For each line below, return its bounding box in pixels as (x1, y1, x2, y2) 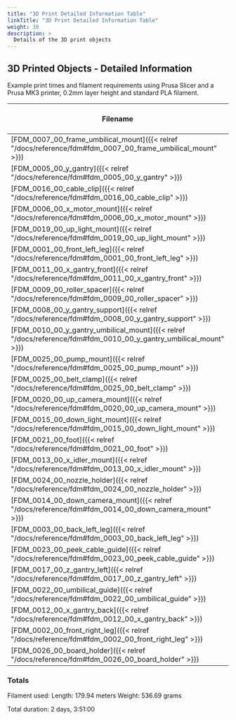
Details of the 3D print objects (13, 37, 112, 44)
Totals (7, 675, 29, 685)
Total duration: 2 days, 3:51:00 (7, 705, 96, 714)
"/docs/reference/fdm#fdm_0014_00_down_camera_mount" (11, 504, 212, 513)
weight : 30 (7, 23, 39, 30)
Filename (101, 114, 133, 124)
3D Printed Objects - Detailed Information (7, 63, 192, 74)
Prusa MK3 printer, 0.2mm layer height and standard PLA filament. (7, 89, 199, 97)
